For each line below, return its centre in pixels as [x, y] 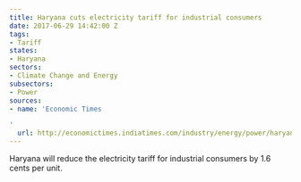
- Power [24, 92]
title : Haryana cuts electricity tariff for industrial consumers [136, 17]
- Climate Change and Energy [64, 76]
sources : [26, 100]
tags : [19, 34]
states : [24, 51]
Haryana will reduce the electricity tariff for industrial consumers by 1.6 [140, 158]
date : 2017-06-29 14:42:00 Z [64, 26]
